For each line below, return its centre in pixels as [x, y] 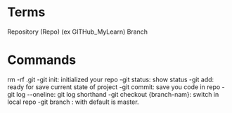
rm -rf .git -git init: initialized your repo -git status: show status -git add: [111, 79]
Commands [42, 60]
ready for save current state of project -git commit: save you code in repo [114, 87]
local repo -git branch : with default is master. [73, 102]
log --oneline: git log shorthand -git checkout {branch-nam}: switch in [118, 94]
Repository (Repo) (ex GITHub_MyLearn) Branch [78, 32]
